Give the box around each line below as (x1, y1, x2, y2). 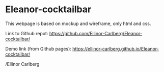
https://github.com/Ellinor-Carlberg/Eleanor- (49, 30, 143, 36)
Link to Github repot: (5, 30, 48, 36)
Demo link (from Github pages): (5, 45, 71, 52)
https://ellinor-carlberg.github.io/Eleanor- (72, 45, 159, 52)
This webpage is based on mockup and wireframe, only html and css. (5, 20, 151, 27)
